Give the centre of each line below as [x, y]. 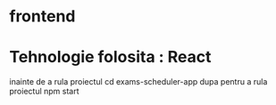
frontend [42, 16]
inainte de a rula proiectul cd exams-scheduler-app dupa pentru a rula [138, 82]
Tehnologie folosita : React [110, 57]
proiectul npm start [44, 92]
